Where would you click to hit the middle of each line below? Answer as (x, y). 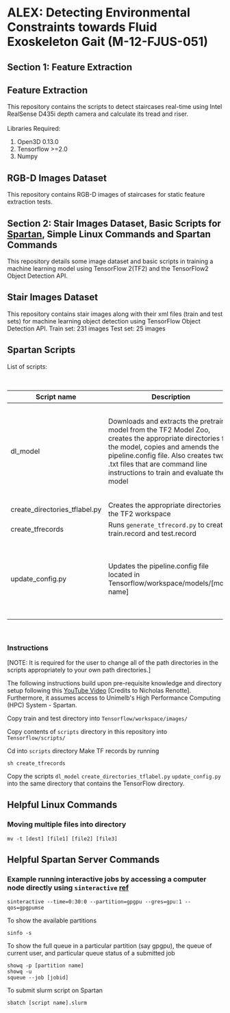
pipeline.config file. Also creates (160, 455)
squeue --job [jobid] (38, 978)
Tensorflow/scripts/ (37, 738)
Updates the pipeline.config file (158, 565)
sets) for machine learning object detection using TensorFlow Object (104, 321)
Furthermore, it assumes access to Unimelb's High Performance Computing (114, 698)
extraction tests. (30, 202)
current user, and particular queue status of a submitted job (91, 953)
